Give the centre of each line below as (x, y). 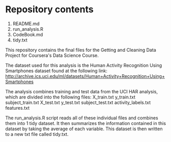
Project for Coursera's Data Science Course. (52, 55)
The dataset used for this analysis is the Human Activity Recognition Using (84, 65)
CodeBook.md (28, 34)
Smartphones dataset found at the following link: (56, 71)
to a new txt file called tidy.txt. (37, 134)
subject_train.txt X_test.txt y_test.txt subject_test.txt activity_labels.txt (78, 102)
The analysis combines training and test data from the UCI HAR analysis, (82, 91)
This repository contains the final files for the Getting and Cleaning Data (81, 50)
